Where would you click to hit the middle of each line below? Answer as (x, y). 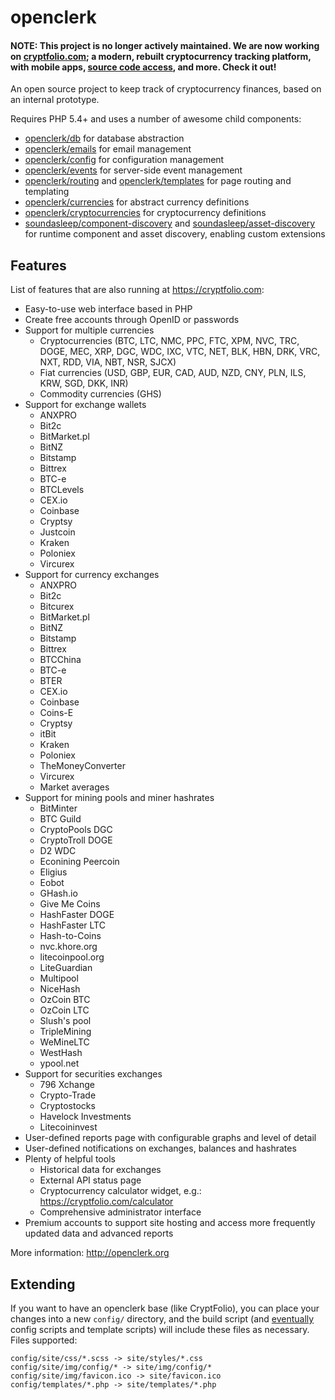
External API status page (90, 1180)
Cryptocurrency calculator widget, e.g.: (120, 1191)
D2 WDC (58, 851)
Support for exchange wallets (85, 405)
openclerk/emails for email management (108, 149)
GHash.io (58, 893)
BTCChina (60, 660)
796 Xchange (67, 1085)
